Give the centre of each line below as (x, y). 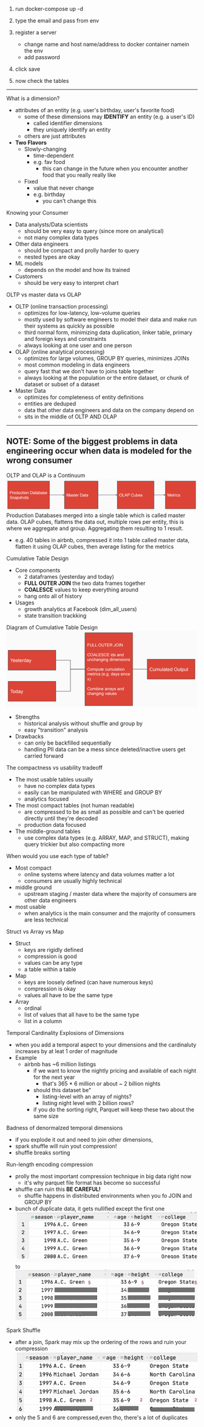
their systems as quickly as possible (69, 326)
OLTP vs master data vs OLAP (44, 295)
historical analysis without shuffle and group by (83, 723)
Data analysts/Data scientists (51, 224)
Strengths (27, 717)
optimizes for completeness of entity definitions (84, 397)
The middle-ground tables (48, 831)
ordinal (33, 1008)
